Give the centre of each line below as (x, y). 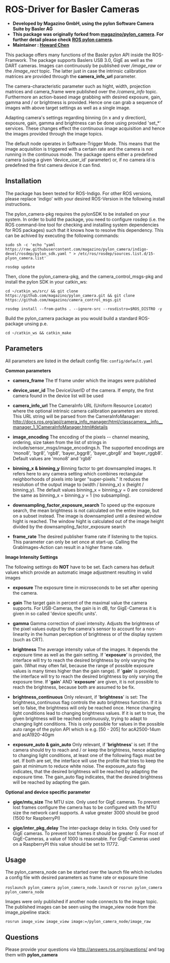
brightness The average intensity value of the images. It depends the (85, 649)
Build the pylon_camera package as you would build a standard (71, 318)
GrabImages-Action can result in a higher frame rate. (68, 547)
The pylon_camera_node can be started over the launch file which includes (84, 872)
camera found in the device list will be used (58, 395)
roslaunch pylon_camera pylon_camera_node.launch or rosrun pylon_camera (84, 887)
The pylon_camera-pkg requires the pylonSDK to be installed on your (77, 214)
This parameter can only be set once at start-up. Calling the (75, 542)
